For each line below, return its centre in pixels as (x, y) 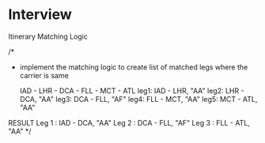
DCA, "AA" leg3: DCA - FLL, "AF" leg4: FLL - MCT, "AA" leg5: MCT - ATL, (138, 99)
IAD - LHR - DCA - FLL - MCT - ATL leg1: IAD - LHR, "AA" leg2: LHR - (132, 90)
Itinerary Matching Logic (48, 36)
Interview (40, 15)
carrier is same (44, 75)
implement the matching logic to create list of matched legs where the (134, 67)
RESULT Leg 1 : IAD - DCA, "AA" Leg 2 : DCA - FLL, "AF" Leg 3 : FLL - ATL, (129, 122)
